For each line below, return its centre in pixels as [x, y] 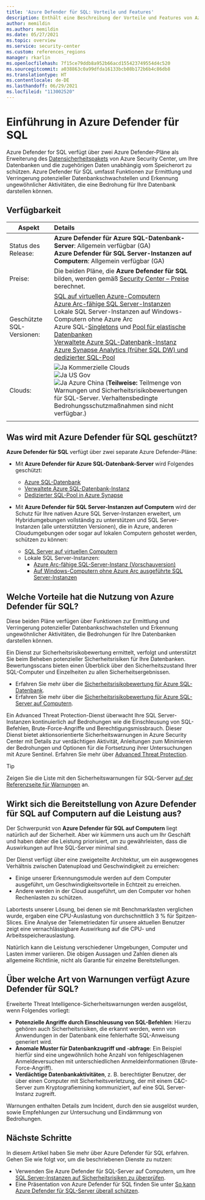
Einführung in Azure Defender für [93, 122]
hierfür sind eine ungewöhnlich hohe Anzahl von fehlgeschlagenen [99, 1055]
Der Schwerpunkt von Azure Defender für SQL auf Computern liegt [92, 828]
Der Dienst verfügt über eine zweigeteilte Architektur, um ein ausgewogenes [102, 860]
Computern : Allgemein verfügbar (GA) [109, 261]
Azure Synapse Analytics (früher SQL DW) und [121, 350]
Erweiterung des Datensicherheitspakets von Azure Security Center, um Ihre [102, 158]
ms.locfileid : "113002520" [41, 92]
